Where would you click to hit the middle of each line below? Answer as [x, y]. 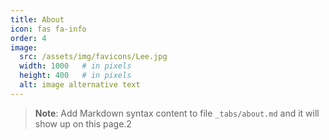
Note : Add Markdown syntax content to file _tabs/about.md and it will [177, 113]
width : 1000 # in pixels [75, 66]
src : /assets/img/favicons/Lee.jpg [93, 57]
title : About [37, 19]
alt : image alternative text [80, 85]
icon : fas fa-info [48, 29]
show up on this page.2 [83, 123]
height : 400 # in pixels [75, 76]
